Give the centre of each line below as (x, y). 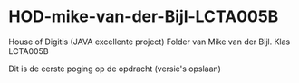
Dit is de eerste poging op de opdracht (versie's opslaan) (115, 69)
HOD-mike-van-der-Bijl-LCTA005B (144, 17)
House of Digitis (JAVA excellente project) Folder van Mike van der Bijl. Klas (149, 41)
